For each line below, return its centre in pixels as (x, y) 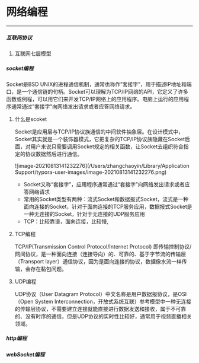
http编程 (17, 338)
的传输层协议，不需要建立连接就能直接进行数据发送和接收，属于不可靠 (100, 308)
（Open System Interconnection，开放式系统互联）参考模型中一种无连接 (103, 301)
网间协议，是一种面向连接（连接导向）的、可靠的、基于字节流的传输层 (100, 254)
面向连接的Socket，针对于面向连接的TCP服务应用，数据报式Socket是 (108, 206)
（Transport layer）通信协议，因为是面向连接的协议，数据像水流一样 (98, 261)
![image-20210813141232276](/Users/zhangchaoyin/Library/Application (102, 165)
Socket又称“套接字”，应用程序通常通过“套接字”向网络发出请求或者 (104, 184)
